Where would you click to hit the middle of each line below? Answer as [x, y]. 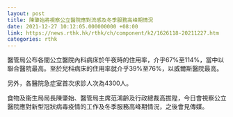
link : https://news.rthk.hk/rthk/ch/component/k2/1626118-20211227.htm [113, 33]
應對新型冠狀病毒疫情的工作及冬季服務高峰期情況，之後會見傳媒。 [114, 107]
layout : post [26, 13]
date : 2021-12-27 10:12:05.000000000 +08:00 [73, 26]
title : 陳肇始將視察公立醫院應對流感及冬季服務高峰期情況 [80, 20]
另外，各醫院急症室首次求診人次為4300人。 [70, 83]
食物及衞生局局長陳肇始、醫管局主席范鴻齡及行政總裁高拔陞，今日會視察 [111, 98]
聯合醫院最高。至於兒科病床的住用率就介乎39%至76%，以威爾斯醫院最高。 [115, 69]
